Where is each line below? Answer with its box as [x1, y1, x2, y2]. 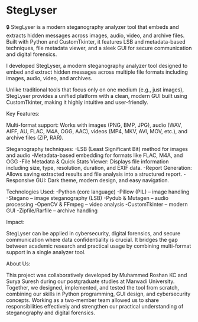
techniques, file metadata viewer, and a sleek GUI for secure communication [6, 44, 192, 51]
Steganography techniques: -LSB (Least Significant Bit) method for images [6, 145, 188, 152]
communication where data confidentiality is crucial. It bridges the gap [6, 236, 178, 243]
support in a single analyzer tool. [6, 248, 86, 255]
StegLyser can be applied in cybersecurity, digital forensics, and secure [6, 229, 181, 236]
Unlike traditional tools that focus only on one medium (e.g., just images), [6, 86, 184, 93]
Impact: [6, 218, 25, 225]
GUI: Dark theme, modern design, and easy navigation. [35, 176, 170, 183]
